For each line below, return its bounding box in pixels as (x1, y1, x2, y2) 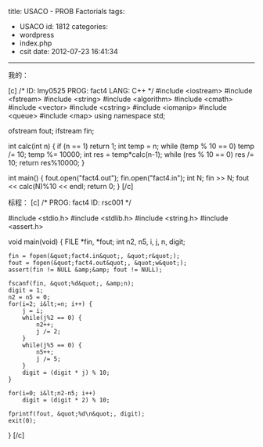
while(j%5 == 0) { (22, 341, 82, 349)
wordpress (19, 31, 55, 39)
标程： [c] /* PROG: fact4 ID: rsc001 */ (8, 198, 131, 207)
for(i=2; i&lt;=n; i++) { (8, 300, 92, 308)
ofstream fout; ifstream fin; (8, 126, 95, 136)
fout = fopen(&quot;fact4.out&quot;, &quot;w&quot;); (8, 259, 188, 267)
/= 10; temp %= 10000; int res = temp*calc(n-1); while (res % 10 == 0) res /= (8, 150, 254, 159)
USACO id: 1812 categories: (19, 22, 108, 31)
